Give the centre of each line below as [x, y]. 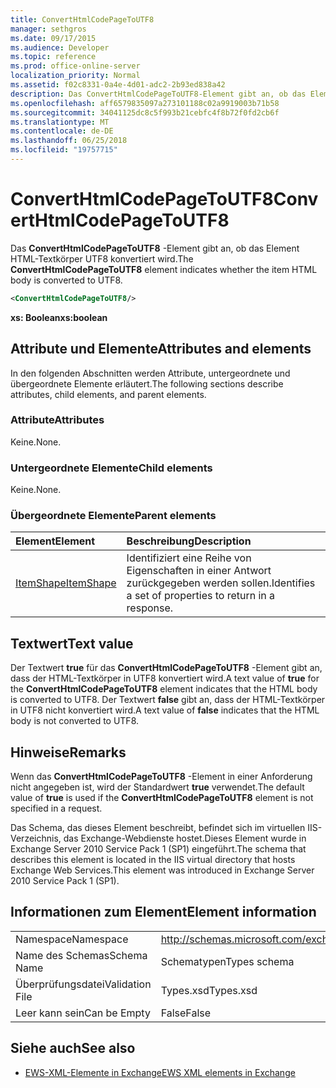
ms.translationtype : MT [60, 122]
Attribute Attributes [57, 420]
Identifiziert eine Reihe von [189, 558]
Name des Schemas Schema [81, 955]
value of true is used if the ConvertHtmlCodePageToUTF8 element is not [162, 798]
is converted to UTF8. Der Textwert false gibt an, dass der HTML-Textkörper [168, 700]
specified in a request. [56, 808]
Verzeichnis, [36, 838]
